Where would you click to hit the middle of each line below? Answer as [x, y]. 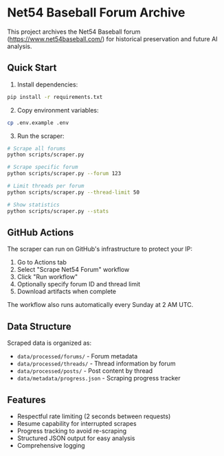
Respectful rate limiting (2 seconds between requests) [94, 416]
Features [26, 400]
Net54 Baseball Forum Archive [96, 13]
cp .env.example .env [38, 123]
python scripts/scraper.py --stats [58, 211]
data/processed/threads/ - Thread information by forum [96, 364]
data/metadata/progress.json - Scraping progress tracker [99, 378]
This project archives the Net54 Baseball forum [74, 32]
